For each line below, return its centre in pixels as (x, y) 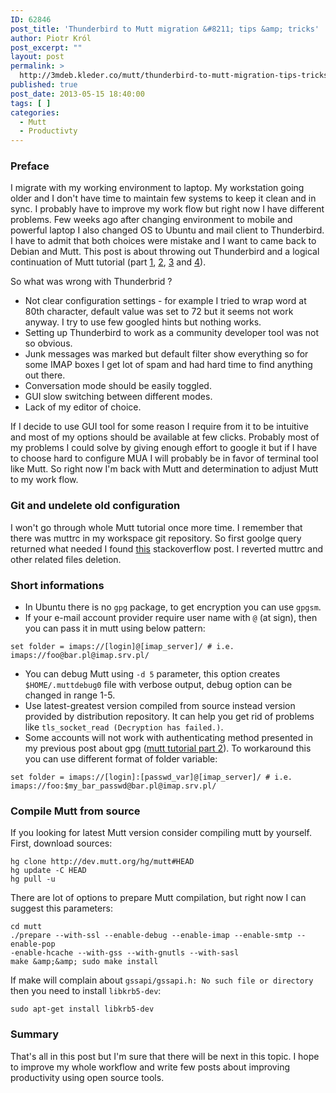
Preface (30, 166)
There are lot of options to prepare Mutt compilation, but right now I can (158, 898)
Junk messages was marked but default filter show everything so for (166, 354)
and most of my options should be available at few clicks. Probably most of (165, 437)
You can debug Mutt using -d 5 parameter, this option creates (152, 674)
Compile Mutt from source (75, 811)
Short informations (57, 585)
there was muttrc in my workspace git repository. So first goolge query (156, 538)
